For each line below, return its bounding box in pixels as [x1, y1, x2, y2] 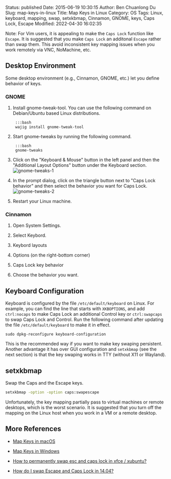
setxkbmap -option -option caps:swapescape [5, 390, 100, 395]
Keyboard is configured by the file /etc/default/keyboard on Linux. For [5, 300, 155, 307]
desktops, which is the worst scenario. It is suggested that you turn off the [5, 404, 162, 410]
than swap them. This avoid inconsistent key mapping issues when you [5, 41, 155, 47]
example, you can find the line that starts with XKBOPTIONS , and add [5, 306, 145, 312]
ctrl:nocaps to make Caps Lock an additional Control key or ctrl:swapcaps [5, 311, 162, 317]
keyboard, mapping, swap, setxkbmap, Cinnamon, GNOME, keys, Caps [5, 15, 155, 21]
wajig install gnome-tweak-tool [15, 124, 84, 130]
